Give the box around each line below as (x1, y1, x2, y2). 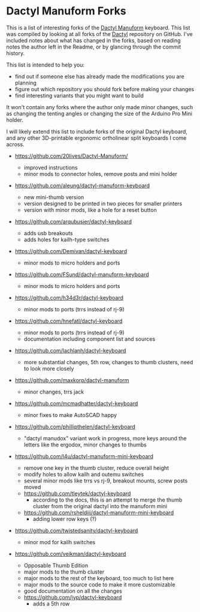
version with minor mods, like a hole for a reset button (23, 206, 157, 214)
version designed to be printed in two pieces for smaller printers (23, 200, 183, 207)
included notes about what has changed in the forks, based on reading (6, 37, 181, 44)
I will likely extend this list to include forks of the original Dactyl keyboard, (6, 128, 187, 135)
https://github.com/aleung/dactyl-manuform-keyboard (14, 182, 150, 189)
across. (6, 140, 25, 148)
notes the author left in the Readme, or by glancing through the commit (6, 43, 181, 50)
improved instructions (23, 164, 78, 171)
